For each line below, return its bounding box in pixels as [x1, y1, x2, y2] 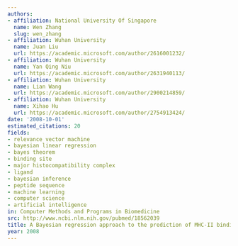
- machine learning [7, 189, 65, 196]
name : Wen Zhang [13, 23, 62, 30]
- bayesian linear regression [7, 142, 97, 150]
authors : [7, 10, 33, 18]
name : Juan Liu [13, 43, 59, 50]
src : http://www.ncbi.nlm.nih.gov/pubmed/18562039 [7, 215, 160, 222]
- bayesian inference [7, 175, 72, 182]
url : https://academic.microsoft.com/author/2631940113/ [13, 69, 186, 77]
